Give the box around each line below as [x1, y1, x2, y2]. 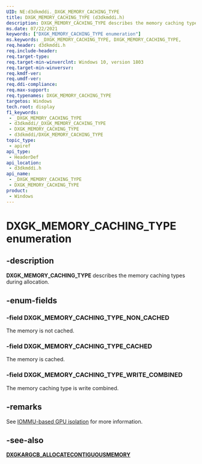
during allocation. [6, 278, 50, 285]
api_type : [6, 148, 31, 154]
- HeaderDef [8, 154, 39, 160]
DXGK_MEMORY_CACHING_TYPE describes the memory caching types [6, 272, 185, 279]
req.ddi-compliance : [6, 82, 58, 88]
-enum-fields [6, 295, 57, 305]
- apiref [8, 142, 31, 149]
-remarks [6, 402, 42, 412]
